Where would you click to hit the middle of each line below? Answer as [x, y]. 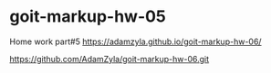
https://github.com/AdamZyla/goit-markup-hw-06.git [109, 59]
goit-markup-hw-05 [88, 17]
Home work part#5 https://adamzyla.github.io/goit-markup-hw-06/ [135, 41]
